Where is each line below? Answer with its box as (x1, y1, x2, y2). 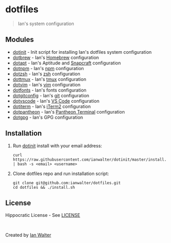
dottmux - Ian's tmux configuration (12, 76, 87, 82)
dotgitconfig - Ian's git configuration (12, 92, 90, 98)
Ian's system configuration (17, 20, 74, 27)
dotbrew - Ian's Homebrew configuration (12, 54, 99, 60)
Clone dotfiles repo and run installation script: (12, 170, 109, 176)
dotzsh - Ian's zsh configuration (12, 71, 80, 77)
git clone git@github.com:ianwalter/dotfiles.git (12, 180, 121, 185)
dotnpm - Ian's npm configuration (12, 65, 84, 71)
